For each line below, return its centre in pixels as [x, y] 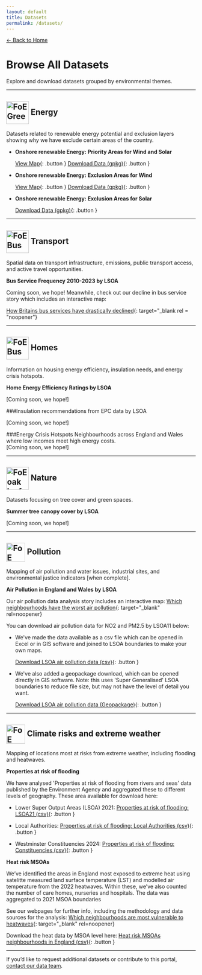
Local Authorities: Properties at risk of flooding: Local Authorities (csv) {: [104, 826]
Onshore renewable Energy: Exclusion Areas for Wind [84, 175]
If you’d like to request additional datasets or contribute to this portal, [92, 959]
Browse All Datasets [58, 65]
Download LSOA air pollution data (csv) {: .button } [77, 662]
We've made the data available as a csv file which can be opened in [99, 638]
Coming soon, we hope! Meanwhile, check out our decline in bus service [96, 292]
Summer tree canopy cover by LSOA [53, 511]
